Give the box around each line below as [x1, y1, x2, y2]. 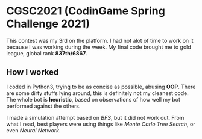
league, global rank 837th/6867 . [6, 49, 87, 57]
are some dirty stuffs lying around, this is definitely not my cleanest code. [6, 89, 189, 97]
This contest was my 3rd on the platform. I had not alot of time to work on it [6, 37, 194, 44]
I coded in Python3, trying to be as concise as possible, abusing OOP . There [6, 83, 196, 90]
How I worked [6, 67, 59, 78]
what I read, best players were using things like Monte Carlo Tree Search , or [6, 120, 195, 128]
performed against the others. [6, 102, 81, 110]
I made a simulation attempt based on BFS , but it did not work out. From [6, 114, 185, 121]
